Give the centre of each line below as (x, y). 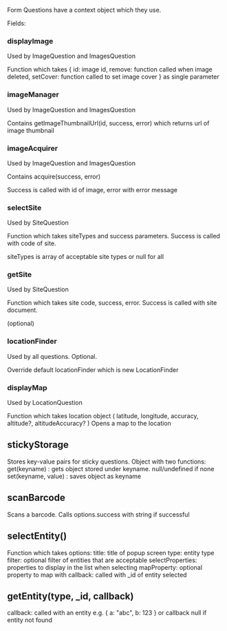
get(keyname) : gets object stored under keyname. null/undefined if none (111, 468)
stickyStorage (38, 445)
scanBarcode (36, 498)
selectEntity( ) (37, 536)
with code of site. (32, 243)
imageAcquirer (33, 148)
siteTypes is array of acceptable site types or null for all (85, 257)
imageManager (33, 94)
